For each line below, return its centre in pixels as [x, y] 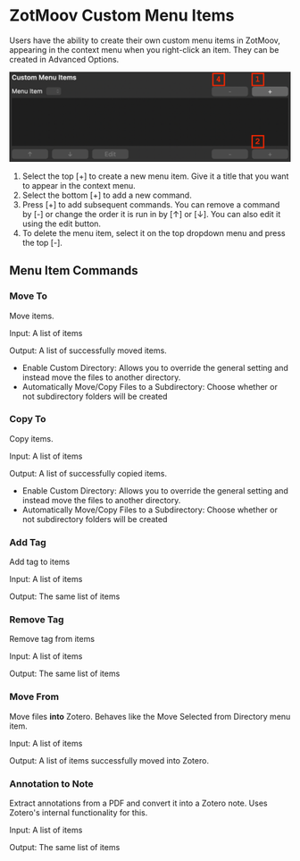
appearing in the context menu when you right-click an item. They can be [144, 49]
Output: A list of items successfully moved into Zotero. [109, 760]
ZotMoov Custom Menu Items [122, 16]
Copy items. [31, 438]
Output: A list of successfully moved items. [88, 350]
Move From [34, 696]
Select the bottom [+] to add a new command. [107, 195]
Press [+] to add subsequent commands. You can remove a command [151, 204]
